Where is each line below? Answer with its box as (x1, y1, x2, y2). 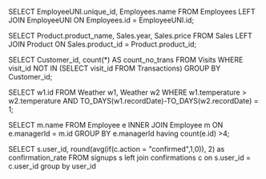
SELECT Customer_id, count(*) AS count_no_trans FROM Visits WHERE (8, 55, 244, 64)
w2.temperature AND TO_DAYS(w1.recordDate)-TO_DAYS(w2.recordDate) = (8, 96, 259, 105)
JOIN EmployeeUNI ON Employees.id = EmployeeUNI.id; (8, 15, 195, 25)
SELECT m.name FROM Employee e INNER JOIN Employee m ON (8, 120, 224, 129)
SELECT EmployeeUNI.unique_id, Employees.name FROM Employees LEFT (8, 7, 256, 16)
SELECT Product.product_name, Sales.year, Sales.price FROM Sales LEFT (8, 31, 252, 40)
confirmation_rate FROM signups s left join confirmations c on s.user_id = (8, 153, 251, 162)
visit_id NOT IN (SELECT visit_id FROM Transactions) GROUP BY (8, 63, 221, 73)
